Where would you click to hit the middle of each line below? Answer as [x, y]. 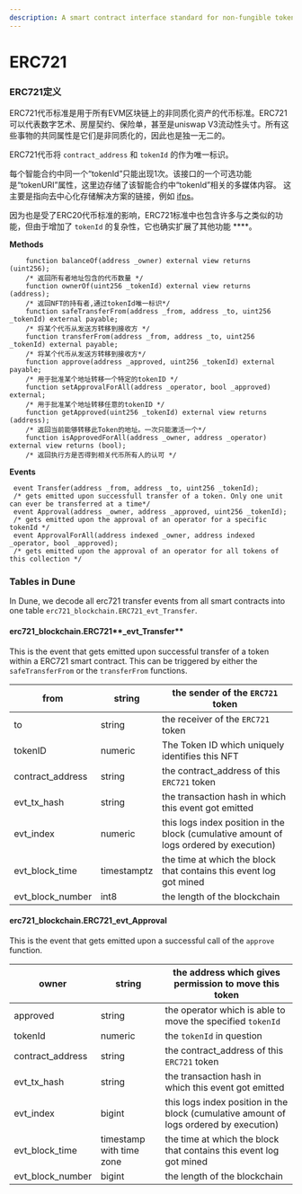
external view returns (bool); [68, 446]
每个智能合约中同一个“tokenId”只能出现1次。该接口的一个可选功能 [130, 174]
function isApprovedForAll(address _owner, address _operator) [147, 438]
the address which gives [226, 972]
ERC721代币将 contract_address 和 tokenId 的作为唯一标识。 [121, 155]
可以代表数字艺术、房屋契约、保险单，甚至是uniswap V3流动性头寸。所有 [145, 124]
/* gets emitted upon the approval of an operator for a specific [140, 520]
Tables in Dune [43, 582]
